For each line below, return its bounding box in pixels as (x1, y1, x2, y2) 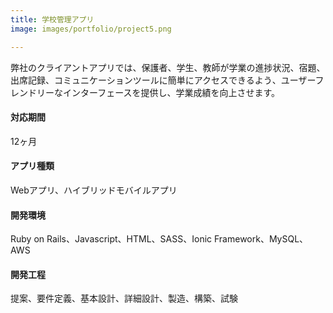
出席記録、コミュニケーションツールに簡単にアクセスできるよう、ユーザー (10, 74, 316, 86)
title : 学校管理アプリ (10, 14, 95, 25)
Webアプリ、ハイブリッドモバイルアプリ (10, 184, 178, 196)
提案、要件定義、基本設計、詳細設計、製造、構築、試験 (10, 292, 238, 305)
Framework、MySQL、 (213, 233, 309, 245)
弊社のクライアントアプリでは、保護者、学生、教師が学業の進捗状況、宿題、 (10, 61, 326, 73)
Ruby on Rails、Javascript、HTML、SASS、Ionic (10, 233, 213, 245)
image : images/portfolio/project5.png (10, 24, 172, 34)
